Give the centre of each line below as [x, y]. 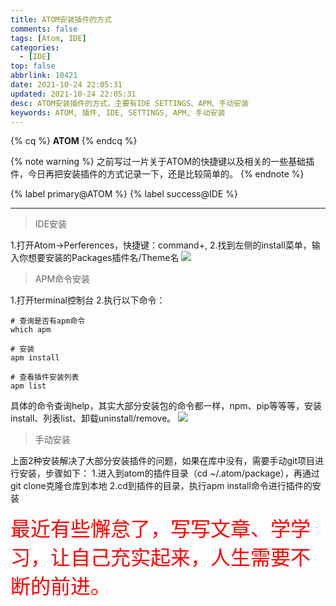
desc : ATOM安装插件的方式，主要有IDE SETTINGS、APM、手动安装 [130, 103]
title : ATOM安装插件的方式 [61, 19]
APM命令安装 [62, 279]
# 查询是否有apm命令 [48, 321]
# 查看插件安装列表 [45, 377]
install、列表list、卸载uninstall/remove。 [93, 418]
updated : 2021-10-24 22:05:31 [73, 94]
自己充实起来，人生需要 [181, 558]
